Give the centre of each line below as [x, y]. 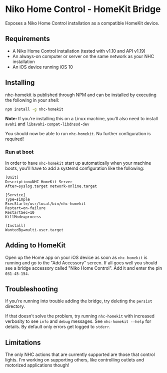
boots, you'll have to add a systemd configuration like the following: [75, 168]
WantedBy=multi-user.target [34, 230]
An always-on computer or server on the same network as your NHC [83, 56]
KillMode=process [23, 217]
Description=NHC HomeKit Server [39, 182]
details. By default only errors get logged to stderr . [58, 327]
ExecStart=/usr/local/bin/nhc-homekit [45, 204]
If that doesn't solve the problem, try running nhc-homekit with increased [80, 316]
